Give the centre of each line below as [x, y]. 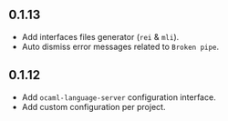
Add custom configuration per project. [93, 106]
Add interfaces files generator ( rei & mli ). [100, 36]
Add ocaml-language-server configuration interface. [119, 97]
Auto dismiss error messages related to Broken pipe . [120, 46]
